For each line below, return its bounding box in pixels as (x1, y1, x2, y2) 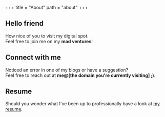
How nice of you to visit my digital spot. (5, 33, 89, 39)
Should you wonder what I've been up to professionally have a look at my (5, 101, 160, 107)
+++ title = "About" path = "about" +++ (5, 5, 88, 10)
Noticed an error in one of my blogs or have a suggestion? (5, 67, 129, 73)
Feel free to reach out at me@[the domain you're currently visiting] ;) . (5, 72, 156, 79)
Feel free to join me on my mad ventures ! (5, 38, 93, 44)
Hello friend (5, 19, 44, 28)
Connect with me (5, 53, 61, 62)
